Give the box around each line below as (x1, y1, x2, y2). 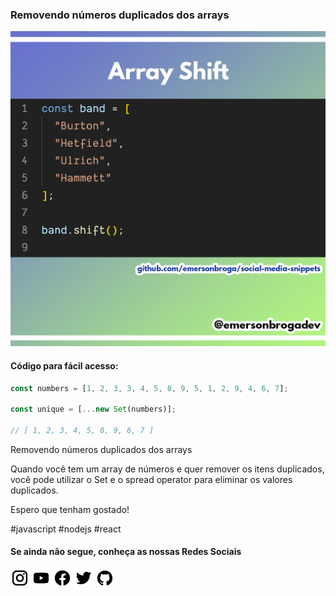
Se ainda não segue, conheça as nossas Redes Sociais (10, 546, 242, 558)
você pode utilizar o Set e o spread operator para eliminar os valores (10, 473, 293, 485)
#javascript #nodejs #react (10, 523, 122, 535)
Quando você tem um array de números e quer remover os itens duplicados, (10, 463, 325, 475)
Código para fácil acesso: (10, 359, 119, 372)
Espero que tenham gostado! (10, 503, 130, 515)
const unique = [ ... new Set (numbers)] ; (10, 404, 177, 415)
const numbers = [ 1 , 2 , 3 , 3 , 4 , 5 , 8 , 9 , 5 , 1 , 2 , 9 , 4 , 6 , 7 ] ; (10, 383, 289, 393)
